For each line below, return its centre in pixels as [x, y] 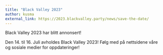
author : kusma [20, 14]
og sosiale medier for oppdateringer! [42, 48]
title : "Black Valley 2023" [34, 10]
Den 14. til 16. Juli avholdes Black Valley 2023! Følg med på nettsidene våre [81, 42]
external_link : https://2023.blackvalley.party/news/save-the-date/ [77, 19]
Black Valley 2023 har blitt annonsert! [43, 33]
